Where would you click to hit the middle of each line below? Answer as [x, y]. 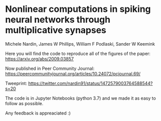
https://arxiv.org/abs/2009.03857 [39, 59]
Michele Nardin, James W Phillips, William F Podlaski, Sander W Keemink [80, 44]
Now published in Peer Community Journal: [50, 68]
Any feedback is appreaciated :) [38, 113]
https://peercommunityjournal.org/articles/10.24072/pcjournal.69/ [73, 73]
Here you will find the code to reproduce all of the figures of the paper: [78, 54]
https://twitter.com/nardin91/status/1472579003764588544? [90, 83]
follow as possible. [24, 103]
